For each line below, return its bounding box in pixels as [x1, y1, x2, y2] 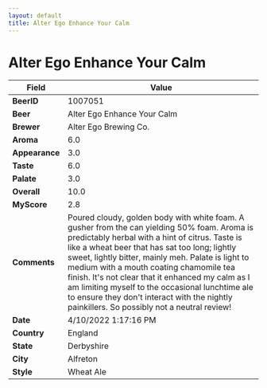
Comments [12, 257, 56, 268]
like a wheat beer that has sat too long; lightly [67, 242, 237, 253]
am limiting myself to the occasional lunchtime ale [67, 282, 253, 293]
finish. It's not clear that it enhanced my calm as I [67, 272, 250, 283]
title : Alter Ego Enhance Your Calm [8, 19, 130, 27]
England [67, 327, 99, 339]
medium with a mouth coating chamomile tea [67, 262, 236, 273]
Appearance [12, 147, 60, 159]
